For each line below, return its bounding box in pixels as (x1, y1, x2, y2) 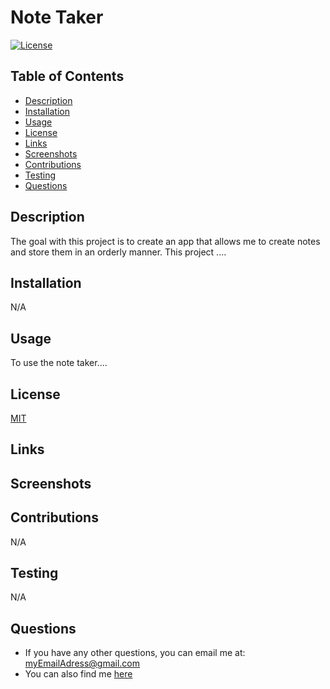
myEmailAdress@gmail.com (24, 657, 141, 670)
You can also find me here (24, 668, 133, 680)
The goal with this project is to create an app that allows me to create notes (10, 235, 321, 247)
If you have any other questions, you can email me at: (24, 647, 246, 659)
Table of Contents (10, 68, 125, 85)
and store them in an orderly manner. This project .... (10, 246, 227, 258)
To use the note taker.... (10, 357, 108, 369)
